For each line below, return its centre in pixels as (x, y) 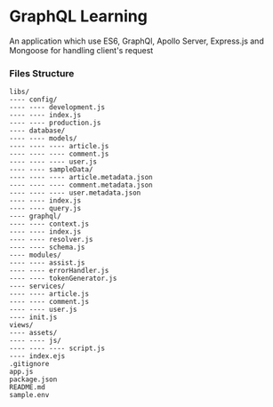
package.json (33, 379)
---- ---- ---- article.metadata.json (81, 178)
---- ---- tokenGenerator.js (63, 279)
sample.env (29, 395)
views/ (21, 325)
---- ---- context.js (49, 224)
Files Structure (42, 73)
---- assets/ (33, 333)
